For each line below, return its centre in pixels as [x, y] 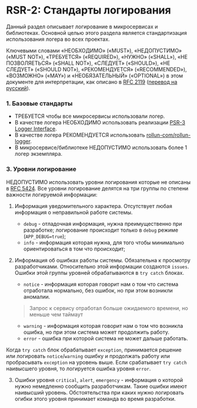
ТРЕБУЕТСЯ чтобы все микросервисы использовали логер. [90, 116]
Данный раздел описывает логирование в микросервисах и [82, 27]
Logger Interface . [36, 129]
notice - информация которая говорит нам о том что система [101, 284]
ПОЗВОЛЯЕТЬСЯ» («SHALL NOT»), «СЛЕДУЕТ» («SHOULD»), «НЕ [88, 63]
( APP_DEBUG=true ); [45, 236]
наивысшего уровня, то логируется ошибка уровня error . [79, 368]
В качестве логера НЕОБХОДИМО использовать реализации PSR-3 [100, 123]
